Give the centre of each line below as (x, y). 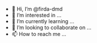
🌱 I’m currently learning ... (43, 21)
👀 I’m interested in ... (36, 15)
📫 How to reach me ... (39, 34)
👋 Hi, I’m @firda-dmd (37, 9)
